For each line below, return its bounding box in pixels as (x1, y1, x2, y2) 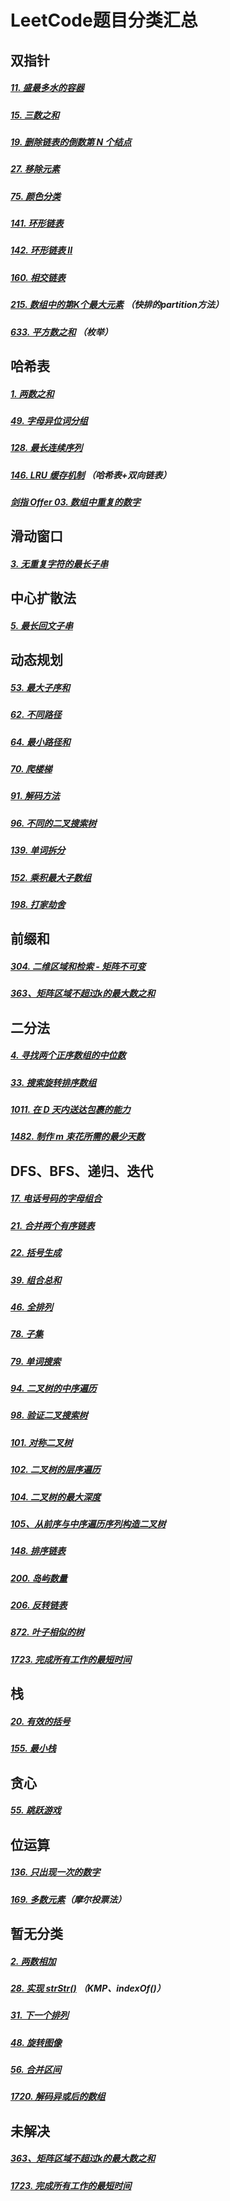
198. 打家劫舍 (10, 898, 66, 910)
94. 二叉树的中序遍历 (10, 1382, 97, 1395)
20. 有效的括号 (10, 1715, 71, 1727)
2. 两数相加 (10, 1955, 57, 1967)
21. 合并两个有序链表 (10, 1219, 95, 1231)
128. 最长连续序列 (10, 442, 83, 454)
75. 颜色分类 (10, 190, 61, 202)
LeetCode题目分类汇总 (10, 9, 198, 32)
